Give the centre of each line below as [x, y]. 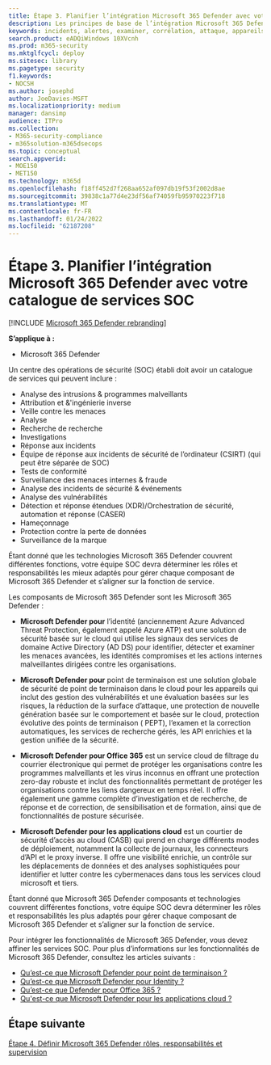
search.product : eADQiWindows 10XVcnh [73, 38]
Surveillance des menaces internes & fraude [94, 480]
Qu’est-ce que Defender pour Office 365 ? [90, 990]
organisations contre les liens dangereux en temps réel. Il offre [124, 790]
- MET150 [23, 174]
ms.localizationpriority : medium [65, 106]
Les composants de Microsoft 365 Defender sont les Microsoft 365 [120, 597]
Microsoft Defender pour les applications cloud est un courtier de [131, 831]
